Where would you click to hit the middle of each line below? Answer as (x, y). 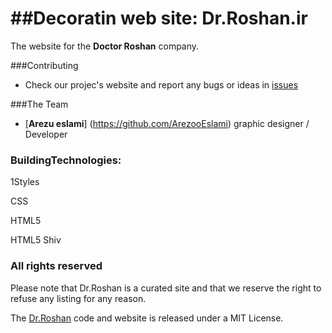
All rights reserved (56, 266)
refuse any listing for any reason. (78, 298)
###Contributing (44, 65)
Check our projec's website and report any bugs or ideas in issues (161, 84)
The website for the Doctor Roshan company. (105, 46)
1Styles (25, 182)
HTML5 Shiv (36, 240)
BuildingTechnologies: (66, 160)
